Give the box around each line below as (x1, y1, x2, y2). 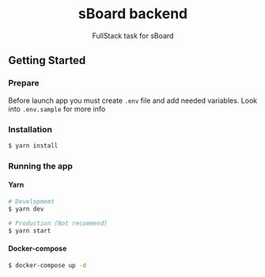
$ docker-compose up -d (8, 261, 87, 269)
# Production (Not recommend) (8, 219, 108, 227)
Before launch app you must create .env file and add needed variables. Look (8, 96, 258, 105)
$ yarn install (8, 142, 59, 150)
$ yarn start (8, 226, 51, 234)
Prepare (8, 78, 40, 89)
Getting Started (8, 54, 86, 67)
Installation (8, 123, 53, 135)
